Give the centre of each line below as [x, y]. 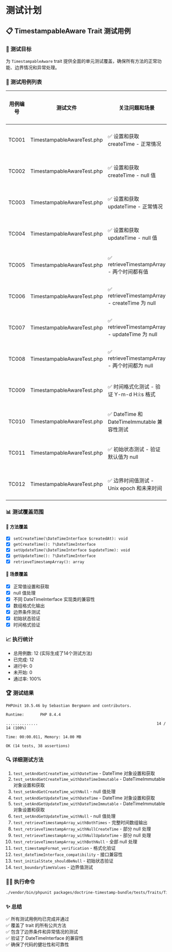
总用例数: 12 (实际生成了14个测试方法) [53, 653]
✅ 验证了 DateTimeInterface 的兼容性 [45, 938]
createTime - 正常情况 [134, 144]
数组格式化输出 [29, 606]
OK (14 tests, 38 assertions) [38, 746]
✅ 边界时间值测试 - [131, 481]
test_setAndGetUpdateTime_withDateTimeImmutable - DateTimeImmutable [89, 804]
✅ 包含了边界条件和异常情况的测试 [42, 932]
